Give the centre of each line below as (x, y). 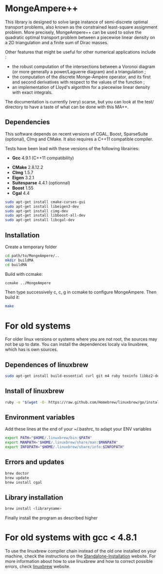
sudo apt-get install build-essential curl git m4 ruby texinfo (71, 376)
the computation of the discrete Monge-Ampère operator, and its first (81, 77)
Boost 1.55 (23, 188)
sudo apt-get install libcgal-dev (40, 220)
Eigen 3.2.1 (23, 177)
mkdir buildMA (19, 260)
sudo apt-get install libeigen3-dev (42, 206)
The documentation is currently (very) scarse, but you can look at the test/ (80, 101)
